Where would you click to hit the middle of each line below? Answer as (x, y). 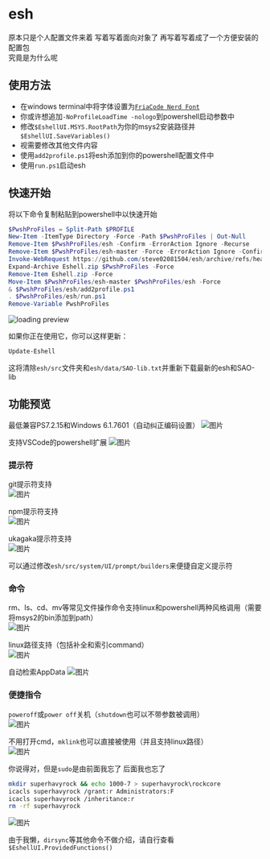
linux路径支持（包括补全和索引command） (78, 645)
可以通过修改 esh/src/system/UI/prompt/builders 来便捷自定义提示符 (121, 566)
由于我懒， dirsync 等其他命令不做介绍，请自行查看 (92, 840)
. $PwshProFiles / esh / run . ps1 (57, 297)
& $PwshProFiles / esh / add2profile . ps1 (72, 289)
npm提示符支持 (33, 512)
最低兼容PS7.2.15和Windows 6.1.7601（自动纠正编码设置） (104, 425)
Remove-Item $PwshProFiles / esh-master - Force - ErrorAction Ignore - (125, 252)
